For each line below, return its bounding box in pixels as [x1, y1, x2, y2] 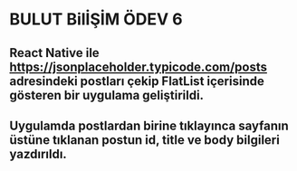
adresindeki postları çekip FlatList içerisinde [9, 73, 264, 89]
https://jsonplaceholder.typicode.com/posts [9, 59, 268, 74]
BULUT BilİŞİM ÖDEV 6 [9, 9, 183, 30]
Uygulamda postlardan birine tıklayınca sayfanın [9, 118, 290, 133]
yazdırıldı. [9, 146, 68, 162]
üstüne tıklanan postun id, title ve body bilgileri [9, 132, 281, 147]
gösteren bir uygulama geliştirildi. [9, 87, 205, 103]
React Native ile [9, 45, 100, 61]
